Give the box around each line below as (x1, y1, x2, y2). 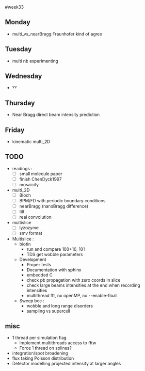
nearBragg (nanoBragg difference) (19, 203, 89, 209)
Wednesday (5, 72, 42, 81)
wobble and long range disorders (26, 303, 93, 308)
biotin (19, 241, 31, 247)
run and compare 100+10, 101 (26, 246, 85, 252)
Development (19, 257, 46, 262)
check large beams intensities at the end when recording (26, 282, 141, 288)
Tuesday (5, 45, 32, 53)
